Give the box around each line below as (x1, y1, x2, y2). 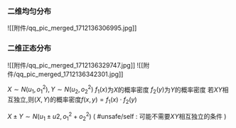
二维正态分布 (7, 43, 52, 53)
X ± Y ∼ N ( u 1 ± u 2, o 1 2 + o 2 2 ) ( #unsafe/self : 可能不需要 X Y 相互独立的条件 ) (7, 110, 227, 122)
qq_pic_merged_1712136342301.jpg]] (16, 70, 124, 78)
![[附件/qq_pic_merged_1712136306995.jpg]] (7, 23, 137, 33)
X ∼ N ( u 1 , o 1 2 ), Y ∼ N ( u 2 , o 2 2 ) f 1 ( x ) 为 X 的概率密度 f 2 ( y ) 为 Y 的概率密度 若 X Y (7, 84, 222, 95)
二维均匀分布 (7, 6, 52, 16)
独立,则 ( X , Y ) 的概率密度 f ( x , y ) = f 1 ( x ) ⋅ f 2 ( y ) (13, 95, 137, 105)
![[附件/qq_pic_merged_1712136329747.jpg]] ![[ (7, 60, 144, 69)
